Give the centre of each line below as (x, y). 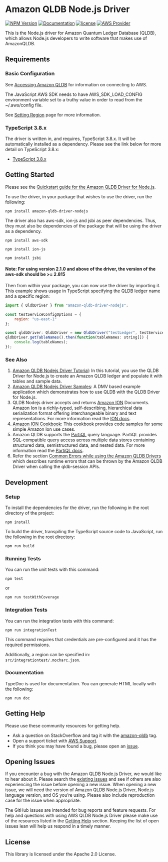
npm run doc (17, 698)
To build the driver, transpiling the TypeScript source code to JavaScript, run (84, 531)
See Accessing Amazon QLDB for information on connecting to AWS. (76, 84)
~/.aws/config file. (24, 105)
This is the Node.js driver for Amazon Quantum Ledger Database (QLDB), (81, 33)
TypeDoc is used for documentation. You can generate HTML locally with (80, 683)
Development (27, 482)
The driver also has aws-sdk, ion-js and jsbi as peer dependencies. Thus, (81, 220)
